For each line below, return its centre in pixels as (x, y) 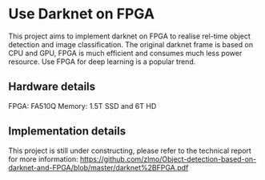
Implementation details (67, 132)
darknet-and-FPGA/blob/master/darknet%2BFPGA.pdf (98, 167)
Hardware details (52, 87)
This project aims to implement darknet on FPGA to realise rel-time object (129, 36)
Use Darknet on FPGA (81, 14)
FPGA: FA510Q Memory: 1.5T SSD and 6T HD (82, 106)
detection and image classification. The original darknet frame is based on (131, 44)
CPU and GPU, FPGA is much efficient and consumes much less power (125, 53)
